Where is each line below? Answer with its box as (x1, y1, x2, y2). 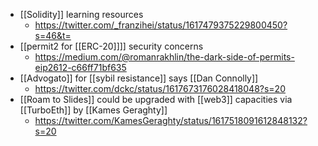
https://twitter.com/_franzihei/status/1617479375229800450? (34, 19, 288, 31)
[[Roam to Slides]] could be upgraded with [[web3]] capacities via (19, 94, 293, 105)
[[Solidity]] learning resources (19, 9, 144, 20)
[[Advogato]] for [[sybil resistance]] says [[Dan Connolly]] (19, 72, 259, 84)
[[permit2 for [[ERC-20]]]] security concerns (19, 40, 204, 52)
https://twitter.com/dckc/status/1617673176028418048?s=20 (34, 83, 286, 94)
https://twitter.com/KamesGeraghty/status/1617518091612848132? (34, 115, 308, 126)
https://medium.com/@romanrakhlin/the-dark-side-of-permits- (34, 51, 295, 63)
